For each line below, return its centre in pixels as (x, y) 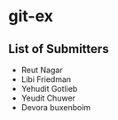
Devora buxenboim (56, 107)
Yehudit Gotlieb (49, 89)
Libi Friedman (46, 79)
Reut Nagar (42, 70)
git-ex (31, 16)
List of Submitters (59, 49)
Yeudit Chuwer (48, 98)
